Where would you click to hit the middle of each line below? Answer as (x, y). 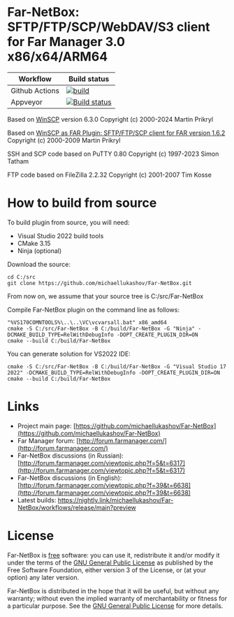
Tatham (18, 161)
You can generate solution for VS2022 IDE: (69, 354)
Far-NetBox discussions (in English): (70, 478)
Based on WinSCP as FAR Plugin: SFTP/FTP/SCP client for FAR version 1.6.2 (116, 133)
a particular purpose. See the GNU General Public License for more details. (115, 606)
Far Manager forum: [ (48, 440)
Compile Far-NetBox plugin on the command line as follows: (94, 310)
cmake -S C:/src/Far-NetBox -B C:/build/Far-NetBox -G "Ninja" (101, 328)
